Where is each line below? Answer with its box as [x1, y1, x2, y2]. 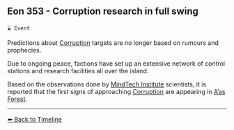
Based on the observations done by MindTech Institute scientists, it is [7, 80, 207, 89]
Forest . [7, 95, 28, 103]
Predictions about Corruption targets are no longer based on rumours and [7, 38, 219, 47]
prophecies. [7, 46, 42, 54]
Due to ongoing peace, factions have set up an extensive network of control [7, 59, 225, 68]
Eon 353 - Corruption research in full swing [7, 6, 198, 17]
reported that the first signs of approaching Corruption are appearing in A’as [7, 87, 226, 95]
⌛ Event [7, 24, 30, 32]
